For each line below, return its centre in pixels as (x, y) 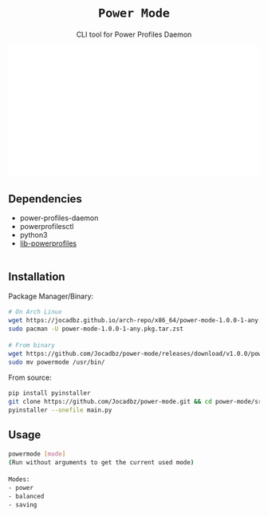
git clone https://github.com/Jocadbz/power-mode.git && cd (110, 401)
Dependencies (45, 199)
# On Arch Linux (35, 312)
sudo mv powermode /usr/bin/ (57, 362)
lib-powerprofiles (48, 243)
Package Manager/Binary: (51, 296)
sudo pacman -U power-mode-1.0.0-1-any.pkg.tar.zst (96, 329)
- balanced (26, 496)
